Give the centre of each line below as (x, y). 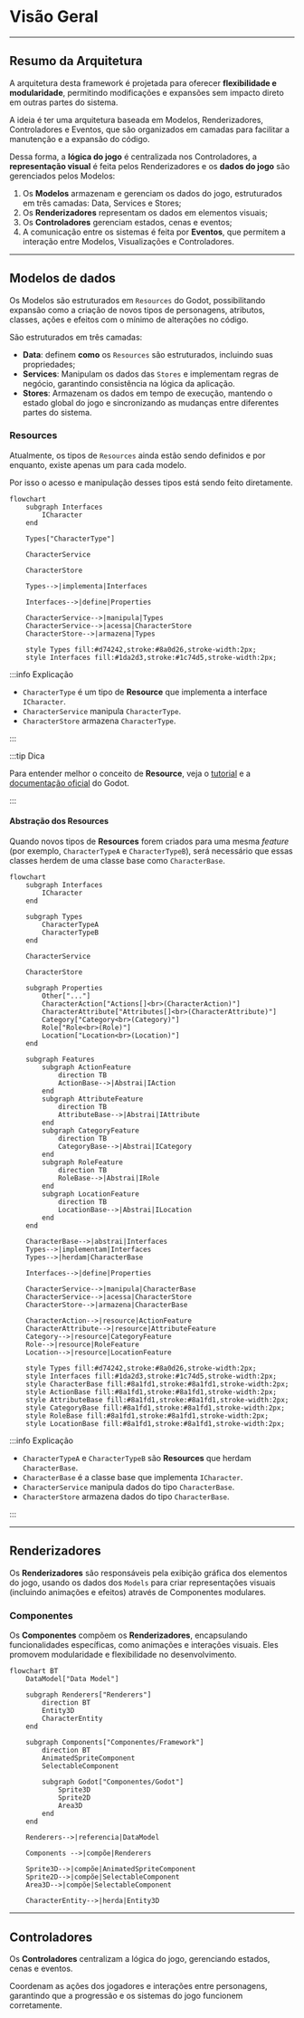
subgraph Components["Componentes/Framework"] (115, 1743)
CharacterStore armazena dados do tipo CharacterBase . (126, 1497)
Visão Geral (54, 17)
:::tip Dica (27, 756)
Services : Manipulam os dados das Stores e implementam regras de (150, 374)
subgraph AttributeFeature (93, 1099)
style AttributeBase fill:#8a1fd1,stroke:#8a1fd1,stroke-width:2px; (157, 1401)
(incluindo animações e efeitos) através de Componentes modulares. (138, 1592)
